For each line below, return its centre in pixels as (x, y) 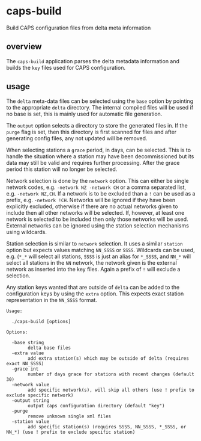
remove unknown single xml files (70, 416)
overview (24, 47)
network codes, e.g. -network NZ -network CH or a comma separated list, (96, 187)
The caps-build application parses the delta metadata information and (93, 61)
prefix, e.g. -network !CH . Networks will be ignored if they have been (91, 200)
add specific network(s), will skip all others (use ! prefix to (111, 390)
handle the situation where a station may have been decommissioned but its (100, 156)
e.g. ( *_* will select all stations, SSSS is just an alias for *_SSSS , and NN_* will (98, 256)
